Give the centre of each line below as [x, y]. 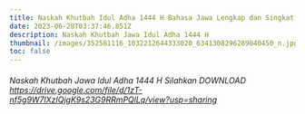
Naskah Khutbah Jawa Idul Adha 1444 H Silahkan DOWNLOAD [128, 80]
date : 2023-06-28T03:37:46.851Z [70, 26]
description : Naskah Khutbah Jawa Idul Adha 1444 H [109, 34]
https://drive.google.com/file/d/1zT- [76, 90]
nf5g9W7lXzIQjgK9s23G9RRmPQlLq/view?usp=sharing [113, 100]
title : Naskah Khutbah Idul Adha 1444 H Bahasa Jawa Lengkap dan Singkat [152, 18]
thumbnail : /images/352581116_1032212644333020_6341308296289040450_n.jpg [154, 43]
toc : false [30, 52]
